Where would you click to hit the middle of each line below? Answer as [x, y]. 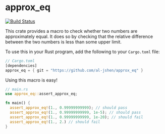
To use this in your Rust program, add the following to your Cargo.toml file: [82, 52]
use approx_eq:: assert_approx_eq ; [42, 94]
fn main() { [18, 103]
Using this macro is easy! [32, 80]
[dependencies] [21, 65]
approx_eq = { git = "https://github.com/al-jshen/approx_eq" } [74, 70]
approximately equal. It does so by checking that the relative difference [79, 36]
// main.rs [17, 89]
